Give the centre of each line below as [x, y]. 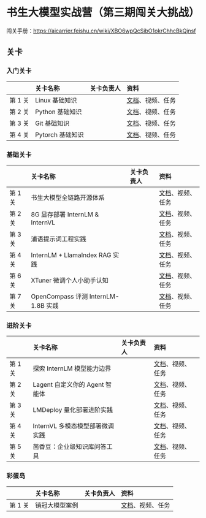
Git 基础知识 [52, 123]
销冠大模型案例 [56, 505]
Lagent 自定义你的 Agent [68, 385]
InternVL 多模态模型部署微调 [74, 426]
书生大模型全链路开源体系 [67, 197]
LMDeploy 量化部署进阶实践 [73, 410]
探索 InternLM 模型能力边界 [72, 368]
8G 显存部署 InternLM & [65, 214]
